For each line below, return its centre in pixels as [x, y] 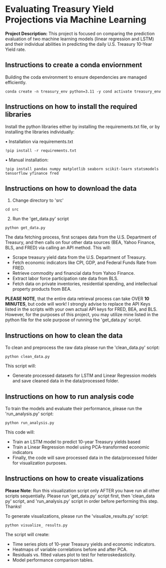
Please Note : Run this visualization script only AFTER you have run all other [83, 490]
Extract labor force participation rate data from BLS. [65, 279]
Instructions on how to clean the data [64, 335]
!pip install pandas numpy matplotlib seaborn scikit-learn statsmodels [82, 169]
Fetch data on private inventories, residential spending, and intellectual [85, 284]
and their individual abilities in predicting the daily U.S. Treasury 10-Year [79, 44]
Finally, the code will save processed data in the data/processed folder [85, 457]
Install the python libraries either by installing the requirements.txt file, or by [83, 126]
